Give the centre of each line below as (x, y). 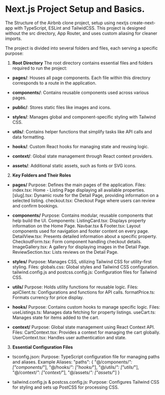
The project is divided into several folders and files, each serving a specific (82, 48)
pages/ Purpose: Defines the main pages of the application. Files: (79, 185)
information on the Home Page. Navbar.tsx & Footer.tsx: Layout (76, 226)
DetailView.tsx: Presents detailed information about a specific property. (84, 236)
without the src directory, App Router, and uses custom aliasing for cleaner (81, 33)
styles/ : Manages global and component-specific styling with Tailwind (84, 117)
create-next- (143, 23)
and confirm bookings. (35, 205)
